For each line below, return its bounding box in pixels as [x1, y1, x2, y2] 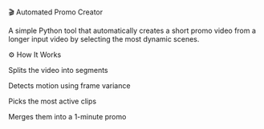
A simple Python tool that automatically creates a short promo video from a [8, 26, 257, 35]
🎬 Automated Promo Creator [8, 7, 104, 17]
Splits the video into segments [8, 66, 108, 75]
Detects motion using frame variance [8, 81, 131, 91]
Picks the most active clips [8, 96, 97, 106]
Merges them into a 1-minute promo [8, 112, 127, 121]
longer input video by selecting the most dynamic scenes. [8, 34, 200, 43]
